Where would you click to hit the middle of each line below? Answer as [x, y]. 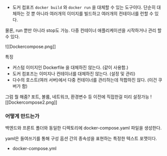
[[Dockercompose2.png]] [31, 102]
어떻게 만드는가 [22, 116]
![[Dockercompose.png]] [31, 47]
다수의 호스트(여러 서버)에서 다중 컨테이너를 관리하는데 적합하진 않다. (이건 [84, 80]
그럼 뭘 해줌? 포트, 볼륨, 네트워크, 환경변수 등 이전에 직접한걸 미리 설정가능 [77, 97]
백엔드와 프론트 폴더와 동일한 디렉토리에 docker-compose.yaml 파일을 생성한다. [83, 128]
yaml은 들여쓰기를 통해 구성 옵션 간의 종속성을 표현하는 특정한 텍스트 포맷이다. [81, 139]
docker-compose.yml [34, 149]
